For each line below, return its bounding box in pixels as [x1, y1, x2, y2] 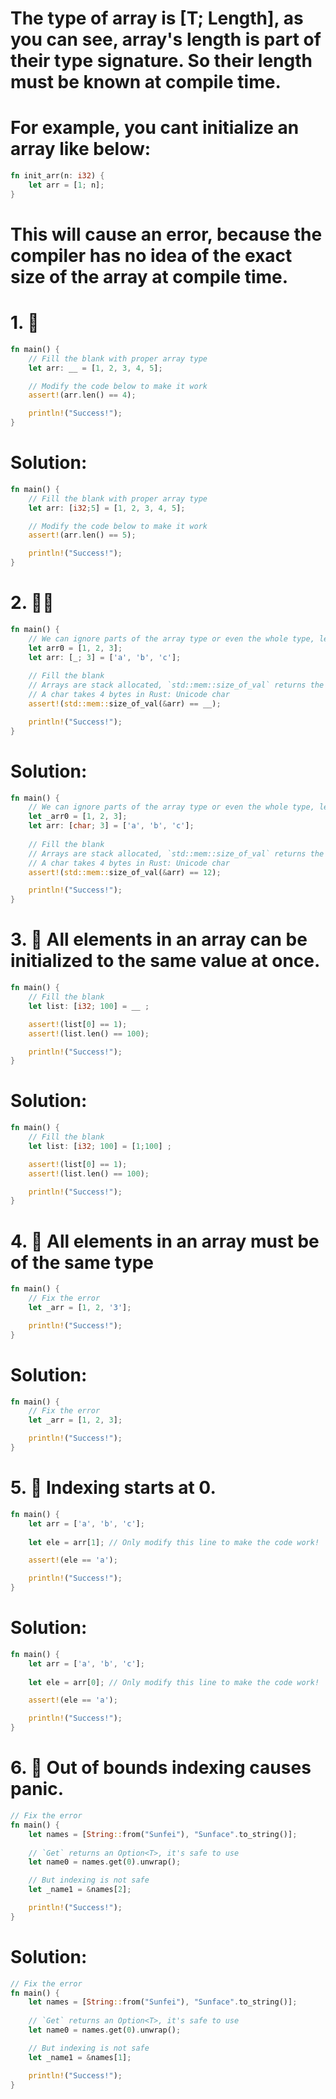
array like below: [10, 138, 152, 161]
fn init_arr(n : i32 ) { [10, 171, 105, 181]
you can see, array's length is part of [10, 28, 322, 51]
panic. [10, 1778, 65, 1801]
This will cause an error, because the [10, 223, 323, 246]
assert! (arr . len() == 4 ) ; [28, 390, 137, 401]
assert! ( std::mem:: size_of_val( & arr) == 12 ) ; [28, 867, 222, 877]
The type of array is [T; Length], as [10, 7, 304, 30]
